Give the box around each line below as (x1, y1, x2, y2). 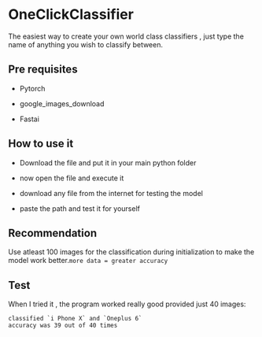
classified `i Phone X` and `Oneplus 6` (8, 315, 143, 323)
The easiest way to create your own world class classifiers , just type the (8, 31, 244, 41)
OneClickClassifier (8, 6, 134, 24)
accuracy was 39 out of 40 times (8, 321, 118, 330)
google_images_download (19, 98, 105, 108)
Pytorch (19, 83, 46, 93)
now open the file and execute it (19, 173, 124, 183)
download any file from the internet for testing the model (19, 188, 203, 198)
